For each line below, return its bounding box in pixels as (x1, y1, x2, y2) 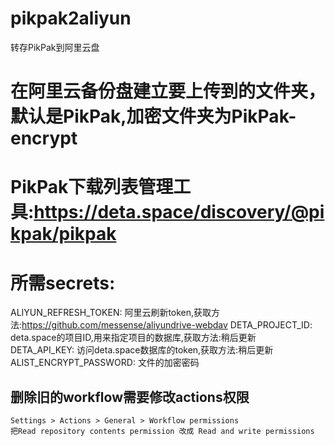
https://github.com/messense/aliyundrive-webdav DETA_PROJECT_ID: (21, 319, 313, 331)
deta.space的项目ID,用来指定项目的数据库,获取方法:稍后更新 (10, 332, 257, 344)
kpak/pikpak (10, 223, 117, 246)
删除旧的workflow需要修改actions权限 (10, 388, 250, 406)
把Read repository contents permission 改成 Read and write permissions (10, 427, 315, 437)
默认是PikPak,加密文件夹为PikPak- (10, 105, 297, 128)
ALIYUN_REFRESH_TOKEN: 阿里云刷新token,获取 (10, 307, 212, 319)
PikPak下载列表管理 (10, 176, 174, 199)
